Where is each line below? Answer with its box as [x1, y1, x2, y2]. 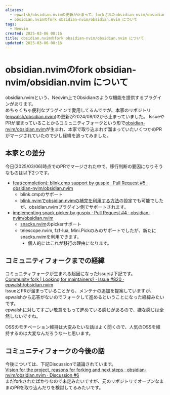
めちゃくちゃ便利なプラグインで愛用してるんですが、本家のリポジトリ [5, 107, 151, 113]
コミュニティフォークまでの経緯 [5, 256, 105, 265]
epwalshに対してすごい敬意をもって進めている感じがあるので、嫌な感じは [5, 307, 160, 313]
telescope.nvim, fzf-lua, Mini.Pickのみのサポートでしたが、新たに [20, 227, 156, 234]
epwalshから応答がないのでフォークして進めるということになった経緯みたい [5, 294, 164, 300]
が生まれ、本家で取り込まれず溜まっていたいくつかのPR [46, 126, 162, 132]
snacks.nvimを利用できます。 [20, 234, 82, 240]
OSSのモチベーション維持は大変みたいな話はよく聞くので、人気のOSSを [5, 324, 156, 330]
